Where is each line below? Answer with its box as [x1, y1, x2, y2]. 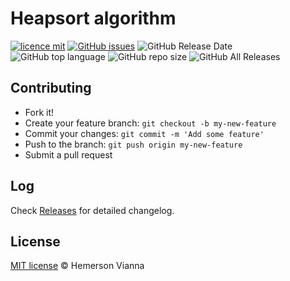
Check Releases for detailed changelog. [10, 204, 175, 216]
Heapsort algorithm [10, 7, 177, 30]
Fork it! [24, 106, 55, 118]
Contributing [10, 80, 92, 97]
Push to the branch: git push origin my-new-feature [24, 138, 243, 150]
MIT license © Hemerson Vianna [10, 260, 145, 272]
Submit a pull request [24, 148, 113, 161]
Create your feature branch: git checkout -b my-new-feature [24, 117, 277, 129]
